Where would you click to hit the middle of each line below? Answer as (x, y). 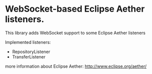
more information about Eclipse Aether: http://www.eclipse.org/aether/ (76, 66)
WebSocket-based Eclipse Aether (75, 9)
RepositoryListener (31, 52)
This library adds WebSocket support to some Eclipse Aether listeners (75, 33)
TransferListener (29, 56)
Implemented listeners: (28, 42)
